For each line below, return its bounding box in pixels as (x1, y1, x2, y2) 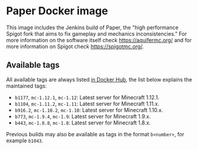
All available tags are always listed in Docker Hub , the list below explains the (6, 76, 193, 83)
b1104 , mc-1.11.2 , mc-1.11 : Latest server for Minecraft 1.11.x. (14, 100, 160, 107)
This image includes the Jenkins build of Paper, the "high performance (6, 24, 179, 31)
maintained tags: (6, 82, 47, 89)
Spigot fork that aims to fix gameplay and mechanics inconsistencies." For (6, 30, 187, 37)
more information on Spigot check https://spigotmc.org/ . (6, 43, 144, 50)
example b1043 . (6, 137, 43, 144)
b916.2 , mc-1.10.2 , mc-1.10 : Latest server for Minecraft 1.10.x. (14, 106, 164, 114)
